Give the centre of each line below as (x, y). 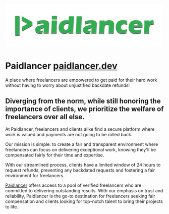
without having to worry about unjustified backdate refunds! (68, 85)
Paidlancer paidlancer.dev (61, 66)
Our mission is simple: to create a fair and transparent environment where (82, 144)
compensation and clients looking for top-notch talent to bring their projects (84, 201)
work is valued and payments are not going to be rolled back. (69, 134)
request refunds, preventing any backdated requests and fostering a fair (80, 170)
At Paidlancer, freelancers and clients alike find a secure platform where (80, 129)
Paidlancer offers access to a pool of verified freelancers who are (73, 185)
